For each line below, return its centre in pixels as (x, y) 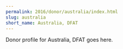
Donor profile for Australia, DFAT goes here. (59, 40)
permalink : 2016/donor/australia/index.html (62, 12)
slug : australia (26, 17)
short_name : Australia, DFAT (42, 23)
